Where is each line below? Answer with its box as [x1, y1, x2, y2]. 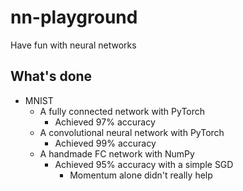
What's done [10, 68, 93, 85]
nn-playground [10, 6, 138, 29]
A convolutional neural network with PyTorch [39, 126, 225, 138]
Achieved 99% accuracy [54, 137, 157, 149]
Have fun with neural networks [10, 39, 137, 51]
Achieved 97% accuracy [54, 116, 156, 128]
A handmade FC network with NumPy [39, 147, 195, 160]
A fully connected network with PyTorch [39, 105, 206, 117]
